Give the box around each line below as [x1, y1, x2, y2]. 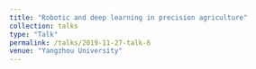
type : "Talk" [9, 30, 59, 39]
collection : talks [9, 22, 78, 30]
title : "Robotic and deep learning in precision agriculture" [9, 13, 248, 22]
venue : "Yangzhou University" [9, 47, 123, 56]
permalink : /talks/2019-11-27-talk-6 [9, 38, 151, 47]
